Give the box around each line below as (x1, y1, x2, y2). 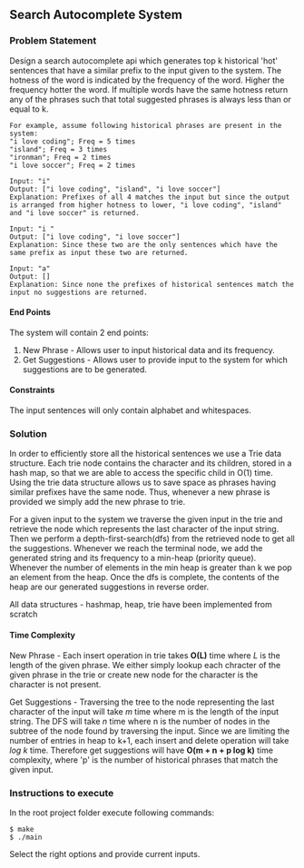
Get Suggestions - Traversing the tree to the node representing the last (9, 696, 275, 707)
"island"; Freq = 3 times (9, 144, 107, 153)
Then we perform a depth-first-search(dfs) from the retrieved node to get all (9, 533, 295, 544)
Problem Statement (9, 35, 97, 47)
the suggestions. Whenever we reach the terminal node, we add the (9, 543, 263, 554)
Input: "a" (9, 263, 51, 273)
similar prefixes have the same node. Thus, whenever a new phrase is (9, 487, 270, 498)
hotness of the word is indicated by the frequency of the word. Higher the (9, 74, 285, 85)
